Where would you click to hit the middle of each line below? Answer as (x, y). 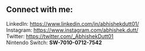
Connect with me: (40, 10)
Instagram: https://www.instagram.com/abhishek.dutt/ (72, 30)
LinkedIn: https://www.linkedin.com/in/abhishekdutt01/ (72, 23)
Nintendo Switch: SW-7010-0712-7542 (54, 42)
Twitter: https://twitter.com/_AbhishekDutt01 (60, 36)
